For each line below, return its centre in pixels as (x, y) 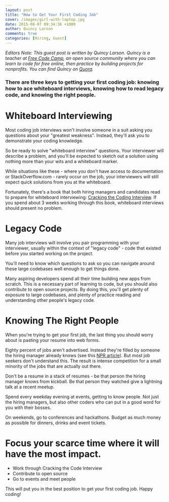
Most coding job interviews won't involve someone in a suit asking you (79, 130)
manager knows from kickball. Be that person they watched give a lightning (84, 381)
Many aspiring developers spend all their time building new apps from (78, 278)
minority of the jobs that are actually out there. (54, 366)
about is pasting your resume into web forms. (53, 340)
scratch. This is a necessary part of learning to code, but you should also (81, 284)
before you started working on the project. (49, 253)
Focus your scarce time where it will (82, 443)
